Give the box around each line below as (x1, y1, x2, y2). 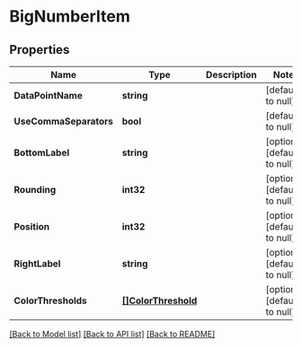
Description (205, 69, 258, 81)
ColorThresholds (13, 294, 87, 307)
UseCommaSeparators (13, 115, 114, 127)
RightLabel (13, 257, 61, 270)
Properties (9, 42, 70, 57)
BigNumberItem (9, 6, 130, 27)
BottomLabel (13, 146, 70, 159)
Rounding (13, 184, 57, 196)
